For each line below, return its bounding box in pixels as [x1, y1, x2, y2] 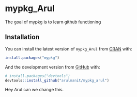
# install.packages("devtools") [5, 73, 70, 78]
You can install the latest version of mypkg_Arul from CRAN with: [5, 46, 132, 51]
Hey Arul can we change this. [5, 87, 64, 93]
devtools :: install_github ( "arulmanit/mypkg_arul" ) [5, 78, 109, 83]
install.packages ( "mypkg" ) [5, 55, 60, 60]
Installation [5, 33, 40, 41]
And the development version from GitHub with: [5, 64, 100, 70]
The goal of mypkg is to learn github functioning [5, 19, 101, 25]
